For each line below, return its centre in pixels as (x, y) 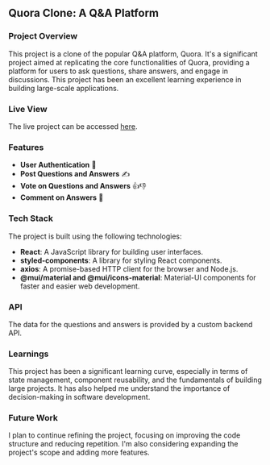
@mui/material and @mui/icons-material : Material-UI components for (138, 277)
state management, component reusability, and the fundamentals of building (135, 380)
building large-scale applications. (64, 88)
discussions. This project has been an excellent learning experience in (125, 79)
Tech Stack (31, 218)
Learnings (29, 354)
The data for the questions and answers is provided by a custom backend (131, 324)
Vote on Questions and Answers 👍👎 (83, 186)
